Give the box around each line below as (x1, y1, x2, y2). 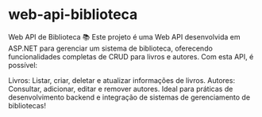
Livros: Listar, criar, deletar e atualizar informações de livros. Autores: (8, 75, 236, 85)
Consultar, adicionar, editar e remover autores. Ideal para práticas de (8, 84, 233, 93)
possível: (8, 60, 38, 70)
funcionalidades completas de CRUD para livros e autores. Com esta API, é (8, 51, 254, 61)
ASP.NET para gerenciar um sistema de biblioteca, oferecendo (8, 43, 213, 53)
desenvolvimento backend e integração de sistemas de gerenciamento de (8, 92, 251, 102)
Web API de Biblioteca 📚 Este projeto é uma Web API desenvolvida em (8, 32, 241, 41)
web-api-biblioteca (8, 6, 138, 24)
